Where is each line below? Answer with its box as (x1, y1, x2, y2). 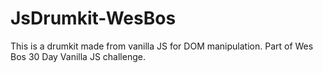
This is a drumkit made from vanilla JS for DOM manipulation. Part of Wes (10, 40, 314, 52)
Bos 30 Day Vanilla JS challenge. (10, 50, 146, 62)
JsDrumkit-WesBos (10, 7, 177, 30)
